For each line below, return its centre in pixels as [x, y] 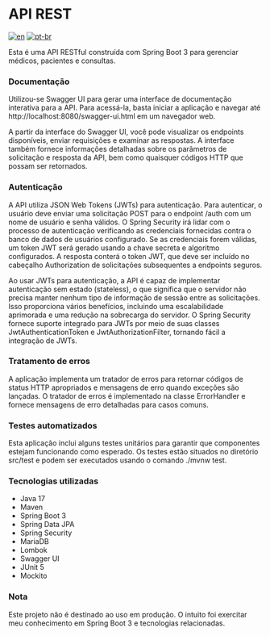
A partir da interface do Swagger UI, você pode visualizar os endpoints [126, 132]
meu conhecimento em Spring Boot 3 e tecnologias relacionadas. [117, 623]
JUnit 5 [32, 567]
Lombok [34, 550]
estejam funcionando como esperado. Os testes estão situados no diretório [133, 452]
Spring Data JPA [47, 525]
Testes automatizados [53, 425]
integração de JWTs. [43, 341]
